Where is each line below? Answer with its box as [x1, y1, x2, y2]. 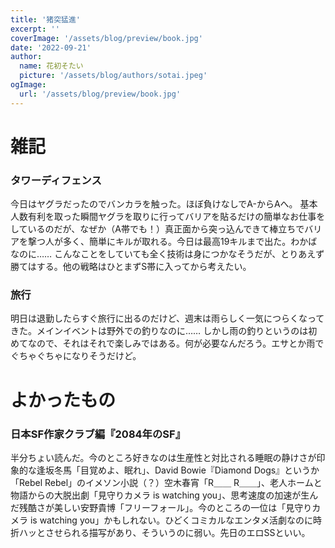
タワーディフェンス [10, 173, 102, 187]
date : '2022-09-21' [10, 42, 92, 53]
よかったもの [10, 389, 117, 411]
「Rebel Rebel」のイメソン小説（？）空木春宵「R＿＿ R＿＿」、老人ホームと [10, 476, 323, 488]
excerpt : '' [10, 24, 60, 34]
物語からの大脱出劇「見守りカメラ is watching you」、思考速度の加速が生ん [10, 489, 319, 501]
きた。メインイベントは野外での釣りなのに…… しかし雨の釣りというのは [10, 325, 309, 337]
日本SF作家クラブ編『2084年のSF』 [10, 427, 186, 441]
